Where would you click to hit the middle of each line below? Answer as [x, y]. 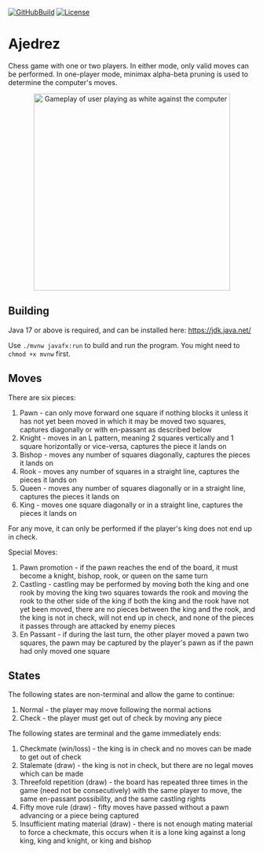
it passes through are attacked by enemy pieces [97, 625]
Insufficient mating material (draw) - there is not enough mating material [136, 824]
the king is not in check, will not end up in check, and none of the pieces [137, 617]
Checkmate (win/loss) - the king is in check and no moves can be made [135, 749]
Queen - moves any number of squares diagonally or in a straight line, [132, 488]
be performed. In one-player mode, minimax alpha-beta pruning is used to [128, 74]
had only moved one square [65, 651]
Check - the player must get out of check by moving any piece [121, 718]
